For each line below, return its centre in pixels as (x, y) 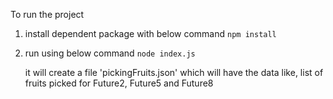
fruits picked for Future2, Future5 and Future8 (119, 83)
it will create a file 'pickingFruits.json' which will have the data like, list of (174, 72)
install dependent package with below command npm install (150, 33)
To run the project (47, 14)
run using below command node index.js (110, 53)
